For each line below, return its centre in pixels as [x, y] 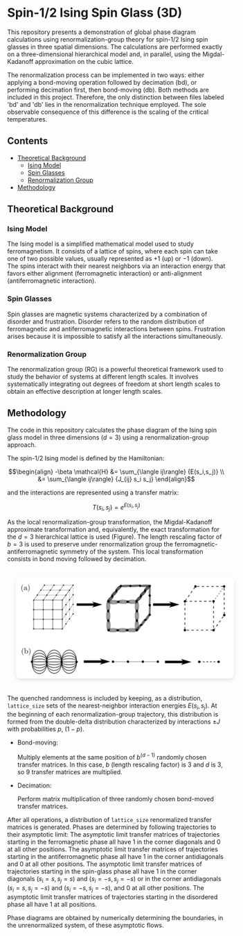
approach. [22, 444]
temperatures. [27, 119]
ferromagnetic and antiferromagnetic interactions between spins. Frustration [116, 328]
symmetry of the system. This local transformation [132, 552]
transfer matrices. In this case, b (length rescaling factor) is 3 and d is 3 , [120, 764]
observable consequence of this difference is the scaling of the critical [108, 112]
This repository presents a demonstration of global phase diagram [101, 32]
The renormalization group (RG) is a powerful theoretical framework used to [115, 369]
